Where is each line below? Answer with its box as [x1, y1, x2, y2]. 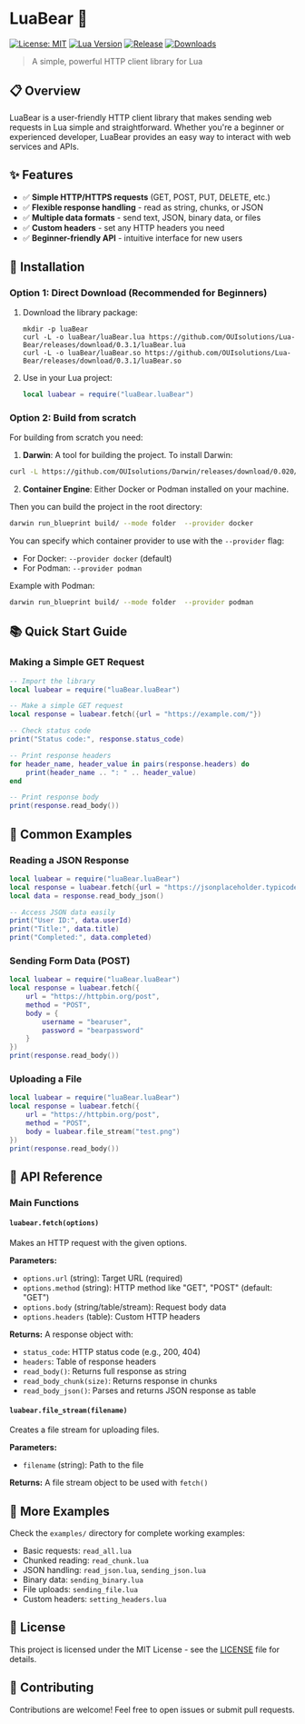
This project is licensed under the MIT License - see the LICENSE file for [9, 1644, 280, 1655]
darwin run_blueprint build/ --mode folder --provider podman [9, 598, 254, 607]
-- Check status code [9, 726, 92, 735]
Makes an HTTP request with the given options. [9, 1238, 188, 1249]
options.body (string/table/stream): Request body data [22, 1301, 227, 1312]
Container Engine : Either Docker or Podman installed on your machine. [22, 483, 289, 494]
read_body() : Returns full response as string [22, 1366, 187, 1377]
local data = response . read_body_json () [9, 891, 165, 901]
